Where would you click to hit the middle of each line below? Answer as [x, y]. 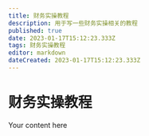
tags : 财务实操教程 [37, 46]
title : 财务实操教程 [39, 16]
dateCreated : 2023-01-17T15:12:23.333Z [74, 61]
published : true [35, 30]
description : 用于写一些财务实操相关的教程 [73, 23]
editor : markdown [37, 53]
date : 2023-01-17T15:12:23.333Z [62, 38]
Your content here [38, 125]
